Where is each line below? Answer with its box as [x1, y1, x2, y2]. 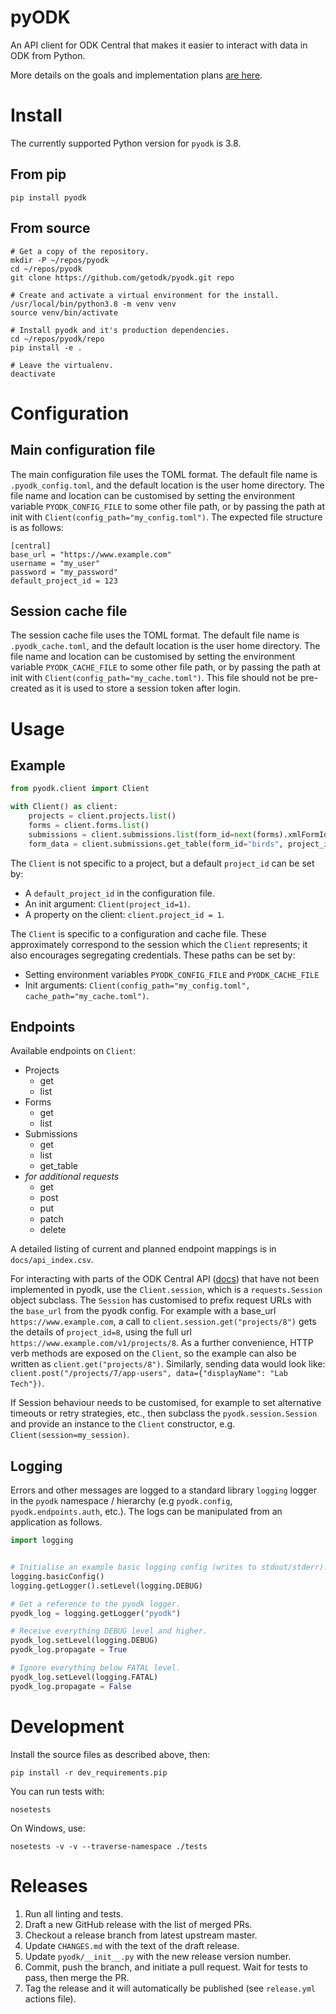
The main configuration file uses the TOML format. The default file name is [10, 468, 318, 480]
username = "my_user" [10, 558, 101, 568]
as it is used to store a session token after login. [44, 682, 241, 695]
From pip [10, 166, 67, 183]
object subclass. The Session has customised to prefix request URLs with [10, 1294, 312, 1306]
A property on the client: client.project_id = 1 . [24, 908, 225, 920]
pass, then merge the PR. [24, 1971, 130, 1983]
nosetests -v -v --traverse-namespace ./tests [10, 1841, 208, 1851]
